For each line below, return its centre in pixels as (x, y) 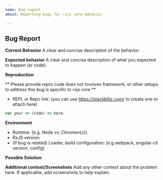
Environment (19, 123)
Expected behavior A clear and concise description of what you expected (81, 60)
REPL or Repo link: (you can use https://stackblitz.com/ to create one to (85, 99)
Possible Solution (23, 158)
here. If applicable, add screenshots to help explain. (58, 173)
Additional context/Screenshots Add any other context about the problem (81, 167)
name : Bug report (23, 10)
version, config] (28, 148)
